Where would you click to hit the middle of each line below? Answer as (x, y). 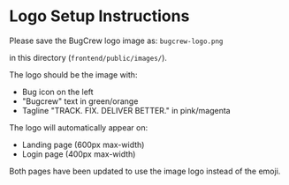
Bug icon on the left (58, 92)
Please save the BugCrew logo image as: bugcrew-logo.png (116, 41)
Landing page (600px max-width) (83, 144)
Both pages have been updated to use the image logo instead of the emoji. (145, 171)
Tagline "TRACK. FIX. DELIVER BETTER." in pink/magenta (126, 110)
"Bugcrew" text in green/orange (80, 101)
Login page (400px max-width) (79, 154)
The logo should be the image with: (73, 74)
